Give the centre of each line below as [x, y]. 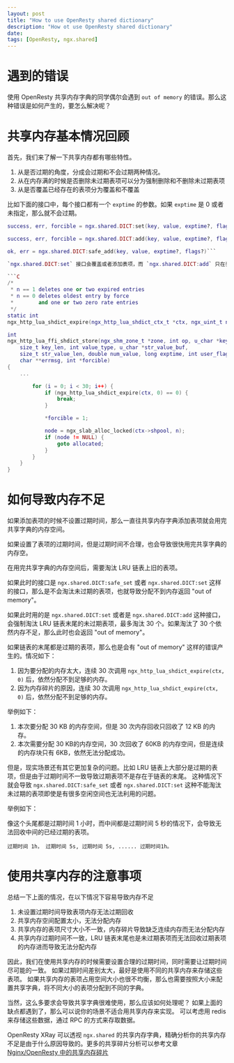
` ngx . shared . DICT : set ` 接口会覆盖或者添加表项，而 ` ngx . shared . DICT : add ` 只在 [116, 264]
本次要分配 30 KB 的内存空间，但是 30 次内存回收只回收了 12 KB [109, 727]
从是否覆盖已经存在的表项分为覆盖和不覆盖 [78, 189]
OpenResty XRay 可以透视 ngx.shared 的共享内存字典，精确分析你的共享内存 [117, 1035]
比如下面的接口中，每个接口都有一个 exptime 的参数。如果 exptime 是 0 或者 [116, 204]
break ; [67, 399]
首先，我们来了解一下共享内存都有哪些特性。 [71, 157]
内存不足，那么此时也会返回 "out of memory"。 [81, 632]
